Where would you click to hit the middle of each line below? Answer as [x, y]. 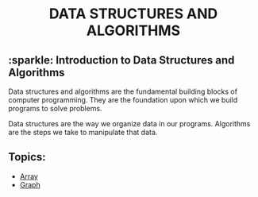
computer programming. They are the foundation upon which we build [123, 100]
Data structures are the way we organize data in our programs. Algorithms [129, 124]
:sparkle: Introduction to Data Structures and [121, 60]
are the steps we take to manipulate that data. [83, 132]
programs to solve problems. [55, 108]
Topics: [27, 157]
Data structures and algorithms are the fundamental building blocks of [123, 91]
